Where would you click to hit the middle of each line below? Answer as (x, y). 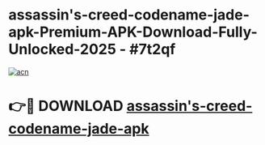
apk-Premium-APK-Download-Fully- (133, 32)
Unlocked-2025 (63, 49)
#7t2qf (152, 49)
